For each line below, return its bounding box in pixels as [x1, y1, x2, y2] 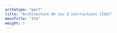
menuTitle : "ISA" [5, 16, 41, 21]
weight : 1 [5, 20, 25, 26]
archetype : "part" [5, 7, 43, 12]
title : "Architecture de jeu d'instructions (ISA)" [5, 12, 113, 16]
